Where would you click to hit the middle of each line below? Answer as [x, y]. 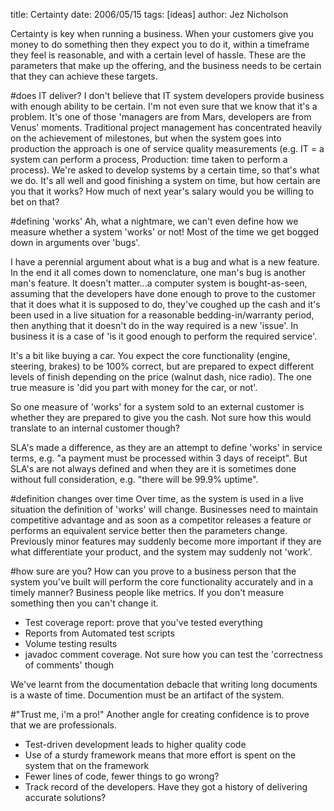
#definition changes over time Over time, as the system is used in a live [157, 498]
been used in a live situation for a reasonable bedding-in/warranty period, [162, 315]
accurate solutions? [65, 797]
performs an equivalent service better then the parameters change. [149, 530]
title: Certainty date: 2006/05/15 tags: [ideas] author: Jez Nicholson [149, 14]
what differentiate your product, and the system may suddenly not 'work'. [161, 552]
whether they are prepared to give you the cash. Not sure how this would [161, 417]
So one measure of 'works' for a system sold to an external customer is [157, 407]
